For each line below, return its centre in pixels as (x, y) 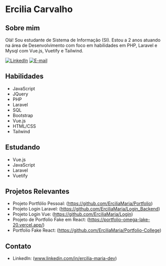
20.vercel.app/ (28, 225)
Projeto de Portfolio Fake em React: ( (51, 220)
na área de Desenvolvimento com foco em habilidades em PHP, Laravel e (81, 45)
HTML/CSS (24, 126)
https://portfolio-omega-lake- (119, 220)
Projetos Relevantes (37, 192)
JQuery (20, 94)
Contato (18, 246)
